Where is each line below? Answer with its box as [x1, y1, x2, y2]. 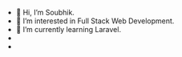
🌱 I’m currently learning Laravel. [15, 25, 122, 34]
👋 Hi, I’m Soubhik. [15, 8, 75, 17]
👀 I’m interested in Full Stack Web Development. [15, 16, 175, 26]
